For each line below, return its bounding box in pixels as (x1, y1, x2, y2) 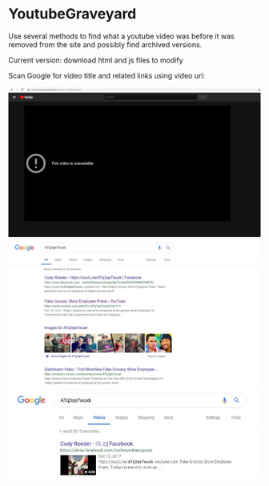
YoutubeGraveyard (8, 5, 137, 23)
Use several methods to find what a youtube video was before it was (8, 31, 235, 41)
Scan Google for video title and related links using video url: (8, 70, 206, 80)
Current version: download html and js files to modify (8, 55, 183, 65)
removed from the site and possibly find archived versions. (8, 39, 203, 49)
